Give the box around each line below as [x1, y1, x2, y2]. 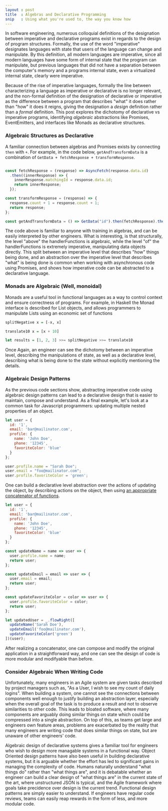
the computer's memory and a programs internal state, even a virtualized [5, 67, 155, 73]
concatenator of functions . [5, 493, 60, 499]
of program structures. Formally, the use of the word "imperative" [5, 41, 140, 47]
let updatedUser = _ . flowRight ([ [5, 617, 75, 622]
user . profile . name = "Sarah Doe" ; [5, 463, 77, 469]
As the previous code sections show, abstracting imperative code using [5, 386, 152, 392]
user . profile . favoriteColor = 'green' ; [5, 473, 88, 478]
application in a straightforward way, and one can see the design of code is [5, 650, 160, 656]
